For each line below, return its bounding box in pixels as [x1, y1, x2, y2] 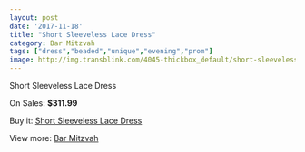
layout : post [9, 13, 59, 23]
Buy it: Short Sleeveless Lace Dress [9, 115, 143, 126]
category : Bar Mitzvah [9, 38, 95, 48]
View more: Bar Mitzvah [9, 133, 99, 143]
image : [9, 55, 34, 64]
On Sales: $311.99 [9, 98, 78, 109]
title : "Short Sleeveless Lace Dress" [9, 30, 156, 39]
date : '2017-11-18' [9, 22, 84, 31]
